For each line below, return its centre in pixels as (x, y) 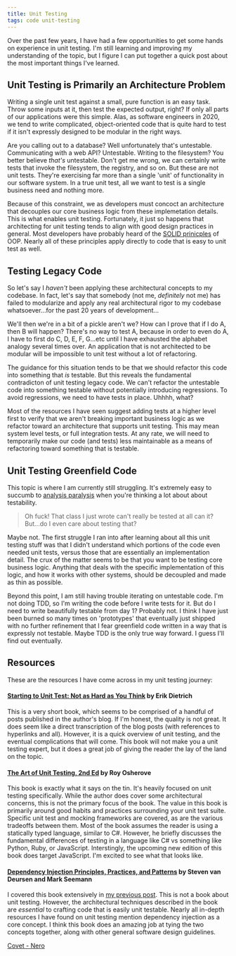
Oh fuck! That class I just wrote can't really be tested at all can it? (119, 516)
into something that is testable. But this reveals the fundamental (99, 375)
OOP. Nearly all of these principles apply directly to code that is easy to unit (117, 241)
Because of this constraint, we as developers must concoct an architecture (116, 204)
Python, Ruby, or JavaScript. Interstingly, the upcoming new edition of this (115, 848)
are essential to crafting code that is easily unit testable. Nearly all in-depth (116, 910)
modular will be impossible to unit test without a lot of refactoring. (102, 354)
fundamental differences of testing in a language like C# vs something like (114, 841)
